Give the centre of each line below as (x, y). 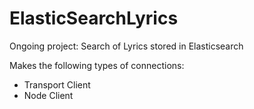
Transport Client (57, 84)
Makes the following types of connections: (97, 65)
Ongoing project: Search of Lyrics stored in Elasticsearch (126, 46)
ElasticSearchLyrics (94, 18)
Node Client (48, 95)
